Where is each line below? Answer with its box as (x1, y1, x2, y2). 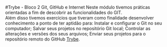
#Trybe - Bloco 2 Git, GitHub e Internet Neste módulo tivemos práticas (5, 4, 150, 10)
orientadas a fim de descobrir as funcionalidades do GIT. (5, 9, 122, 15)
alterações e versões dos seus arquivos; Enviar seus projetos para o (5, 31, 146, 36)
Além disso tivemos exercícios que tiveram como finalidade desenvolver (5, 15, 154, 20)
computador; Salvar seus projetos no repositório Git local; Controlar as (5, 25, 151, 31)
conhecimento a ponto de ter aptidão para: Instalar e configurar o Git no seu (5, 20, 162, 26)
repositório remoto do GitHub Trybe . (5, 36, 80, 42)
